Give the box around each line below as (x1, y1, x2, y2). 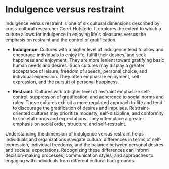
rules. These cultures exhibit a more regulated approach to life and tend (12, 99, 163, 105)
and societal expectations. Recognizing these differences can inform (5, 147, 149, 153)
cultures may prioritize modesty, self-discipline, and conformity (31, 110, 164, 116)
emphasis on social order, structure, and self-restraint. (12, 121, 127, 127)
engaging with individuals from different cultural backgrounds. (5, 157, 136, 163)
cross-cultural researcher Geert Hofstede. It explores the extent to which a (5, 25, 161, 31)
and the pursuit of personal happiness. (38, 79, 119, 85)
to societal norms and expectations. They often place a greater (12, 115, 145, 121)
